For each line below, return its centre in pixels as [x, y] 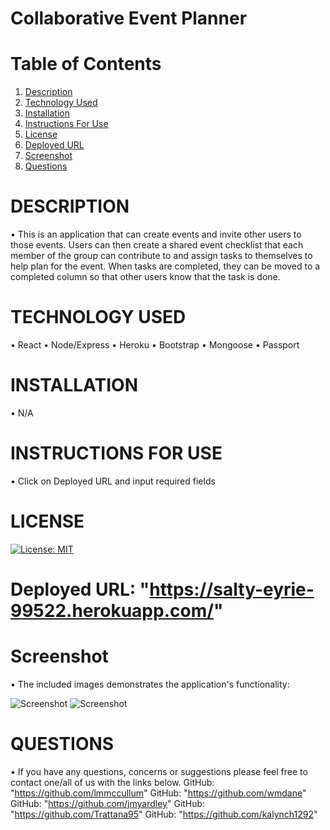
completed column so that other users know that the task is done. [145, 277]
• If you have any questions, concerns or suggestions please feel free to [159, 771]
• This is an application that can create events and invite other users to [156, 234]
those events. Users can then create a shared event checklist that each [157, 245]
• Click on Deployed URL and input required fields [113, 481]
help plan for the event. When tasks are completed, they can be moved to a [165, 266]
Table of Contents [86, 64]
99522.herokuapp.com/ [112, 611]
